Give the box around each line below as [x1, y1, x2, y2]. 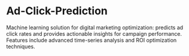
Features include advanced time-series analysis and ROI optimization [6, 36, 177, 43]
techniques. [6, 43, 35, 50]
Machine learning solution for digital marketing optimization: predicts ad [6, 24, 184, 31]
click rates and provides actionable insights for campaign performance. [6, 30, 182, 37]
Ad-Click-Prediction [6, 4, 108, 18]
